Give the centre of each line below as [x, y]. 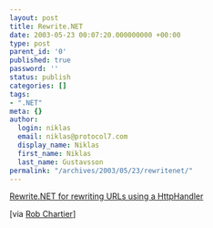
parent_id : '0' [38, 52]
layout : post [34, 18]
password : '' [34, 69]
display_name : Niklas [59, 145]
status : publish [40, 78]
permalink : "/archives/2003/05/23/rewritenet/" [101, 171]
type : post [30, 43]
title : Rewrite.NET [46, 26]
